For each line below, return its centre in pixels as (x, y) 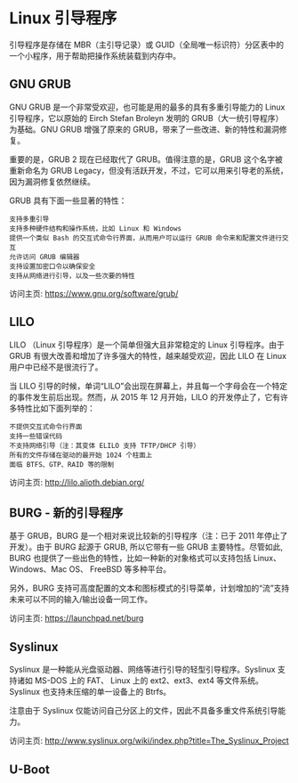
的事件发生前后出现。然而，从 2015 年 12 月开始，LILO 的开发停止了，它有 (145, 396)
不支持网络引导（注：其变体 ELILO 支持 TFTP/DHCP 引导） (105, 445)
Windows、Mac (38, 569)
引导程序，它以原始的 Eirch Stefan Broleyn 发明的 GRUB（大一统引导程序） (146, 118)
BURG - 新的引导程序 (66, 513)
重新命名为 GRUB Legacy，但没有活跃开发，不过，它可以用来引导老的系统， (149, 170)
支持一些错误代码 (36, 436)
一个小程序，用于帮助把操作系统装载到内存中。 (95, 55)
